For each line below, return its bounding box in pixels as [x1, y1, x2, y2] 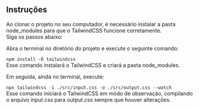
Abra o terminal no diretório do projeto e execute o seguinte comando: [6, 45, 179, 52]
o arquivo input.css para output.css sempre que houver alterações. [6, 96, 171, 103]
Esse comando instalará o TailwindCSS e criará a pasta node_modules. [6, 61, 181, 68]
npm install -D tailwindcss [6, 56, 76, 62]
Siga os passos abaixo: [6, 33, 63, 41]
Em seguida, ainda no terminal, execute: [6, 73, 104, 80]
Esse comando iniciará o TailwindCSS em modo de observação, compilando [6, 89, 193, 97]
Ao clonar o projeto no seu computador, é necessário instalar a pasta [6, 20, 176, 27]
